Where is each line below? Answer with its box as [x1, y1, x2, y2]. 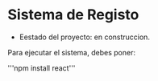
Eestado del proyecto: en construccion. [19, 32, 151, 42]
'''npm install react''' [7, 63, 76, 73]
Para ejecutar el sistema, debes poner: [7, 47, 136, 57]
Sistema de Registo [7, 6, 139, 24]
